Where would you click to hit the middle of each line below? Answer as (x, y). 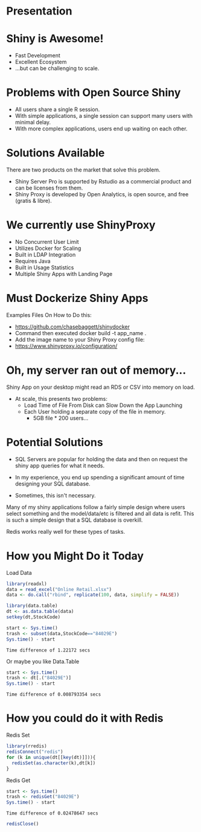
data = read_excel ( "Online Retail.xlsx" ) (59, 589)
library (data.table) (32, 606)
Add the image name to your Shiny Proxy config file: (80, 339)
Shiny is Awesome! (55, 39)
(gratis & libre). (33, 201)
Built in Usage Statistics (44, 267)
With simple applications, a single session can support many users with (104, 116)
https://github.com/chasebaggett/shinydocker (72, 327)
